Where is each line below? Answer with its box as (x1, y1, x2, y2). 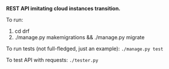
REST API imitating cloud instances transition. (6, 5, 121, 12)
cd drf (14, 27, 30, 34)
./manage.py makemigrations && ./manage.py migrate (14, 34, 145, 40)
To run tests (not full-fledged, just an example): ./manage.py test (6, 45, 164, 52)
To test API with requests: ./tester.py (6, 57, 99, 63)
